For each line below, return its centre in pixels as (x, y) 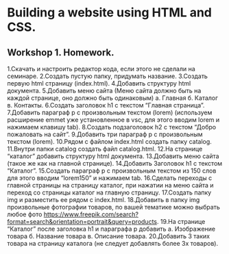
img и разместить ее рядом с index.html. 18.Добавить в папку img (104, 200)
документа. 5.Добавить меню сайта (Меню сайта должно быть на (104, 91)
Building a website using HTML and (110, 13)
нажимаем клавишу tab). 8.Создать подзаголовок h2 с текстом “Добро (112, 127)
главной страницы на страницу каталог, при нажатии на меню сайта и (110, 185)
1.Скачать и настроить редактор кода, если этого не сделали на (101, 69)
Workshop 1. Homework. (61, 52)
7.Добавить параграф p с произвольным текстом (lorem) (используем (110, 112)
